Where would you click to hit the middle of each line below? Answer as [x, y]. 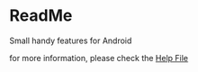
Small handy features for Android [71, 40]
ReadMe [41, 16]
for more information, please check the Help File [99, 58]
